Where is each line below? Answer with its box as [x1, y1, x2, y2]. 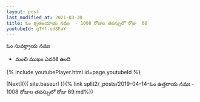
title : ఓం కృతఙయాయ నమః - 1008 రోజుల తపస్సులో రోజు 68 [6, 20, 147, 26]
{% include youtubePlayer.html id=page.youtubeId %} [6, 69, 141, 76]
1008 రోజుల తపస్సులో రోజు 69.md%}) [6, 88, 93, 95]
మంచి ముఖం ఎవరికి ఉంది [15, 56, 71, 63]
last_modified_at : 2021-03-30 [6, 14, 83, 21]
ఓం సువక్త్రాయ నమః [6, 42, 50, 49]
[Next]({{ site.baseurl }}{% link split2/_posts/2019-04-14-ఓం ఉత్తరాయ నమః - [6, 80, 195, 88]
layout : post [6, 8, 39, 15]
